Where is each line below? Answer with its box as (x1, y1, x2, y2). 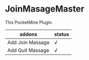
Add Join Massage (7, 39, 50, 45)
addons (19, 30, 38, 37)
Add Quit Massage (7, 47, 50, 54)
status (54, 30, 69, 37)
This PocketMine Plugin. (5, 19, 53, 25)
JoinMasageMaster (5, 3, 85, 15)
